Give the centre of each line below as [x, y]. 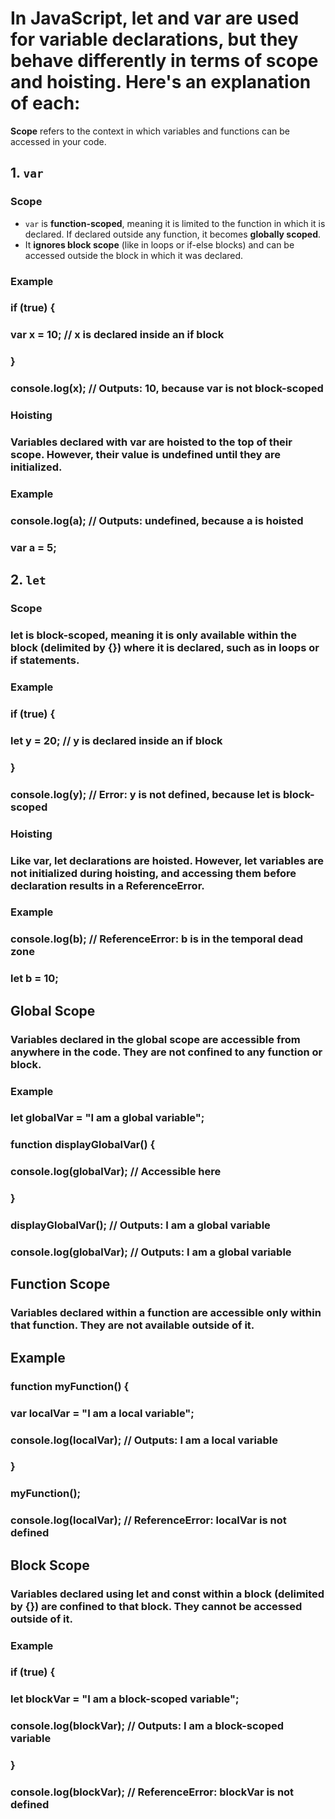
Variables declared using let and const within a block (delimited [167, 1594]
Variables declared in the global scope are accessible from [155, 1039]
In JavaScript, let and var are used [155, 18]
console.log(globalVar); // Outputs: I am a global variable [151, 1252]
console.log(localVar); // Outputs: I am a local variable [144, 1440]
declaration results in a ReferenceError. [107, 885]
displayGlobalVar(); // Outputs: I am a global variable [140, 1225]
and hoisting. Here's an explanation [161, 82]
